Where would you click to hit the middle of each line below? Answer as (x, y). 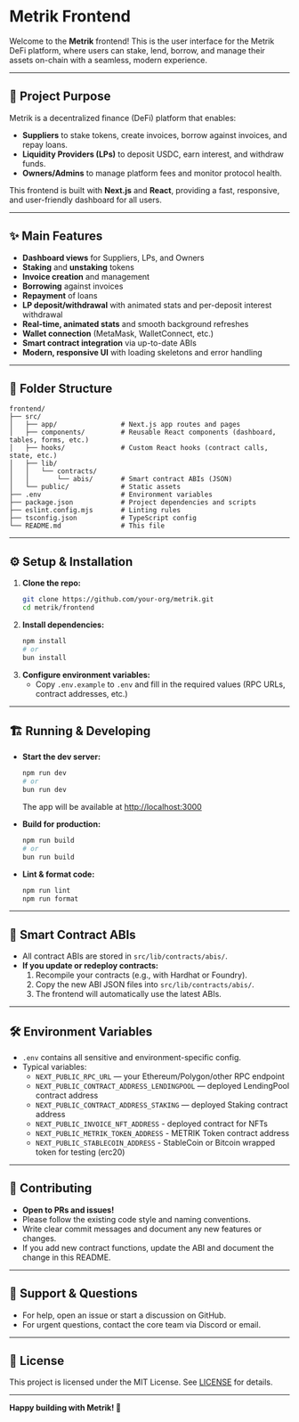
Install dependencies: (63, 625)
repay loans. (45, 144)
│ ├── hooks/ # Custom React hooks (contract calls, (139, 448)
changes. (39, 1238)
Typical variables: (54, 1067)
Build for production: (61, 824)
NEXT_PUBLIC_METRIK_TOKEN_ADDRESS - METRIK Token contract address (162, 1133)
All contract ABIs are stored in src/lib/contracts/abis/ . (125, 956)
